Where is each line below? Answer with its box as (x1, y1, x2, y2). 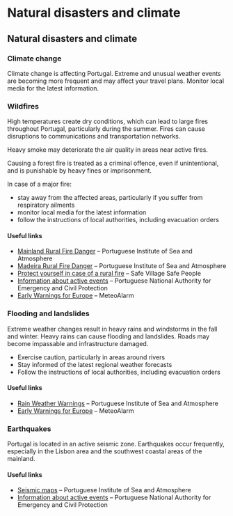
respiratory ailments (17, 201, 75, 210)
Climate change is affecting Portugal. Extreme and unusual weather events (7, 69, 221, 77)
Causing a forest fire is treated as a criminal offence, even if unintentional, (7, 159, 219, 168)
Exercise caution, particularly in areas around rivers (17, 353, 166, 361)
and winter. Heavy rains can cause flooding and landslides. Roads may (7, 332, 210, 341)
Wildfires (7, 101, 40, 111)
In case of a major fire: (7, 180, 72, 189)
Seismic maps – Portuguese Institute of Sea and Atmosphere (17, 486, 191, 494)
